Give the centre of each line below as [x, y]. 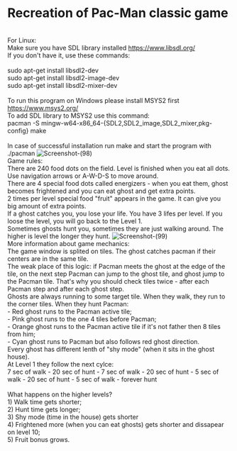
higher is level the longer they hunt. [59, 236]
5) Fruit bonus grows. [39, 439]
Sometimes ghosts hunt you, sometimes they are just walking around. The [116, 228]
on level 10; [24, 432]
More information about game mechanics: [68, 243]
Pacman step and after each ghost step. [66, 289]
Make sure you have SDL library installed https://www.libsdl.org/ [101, 48]
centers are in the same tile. [48, 258]
